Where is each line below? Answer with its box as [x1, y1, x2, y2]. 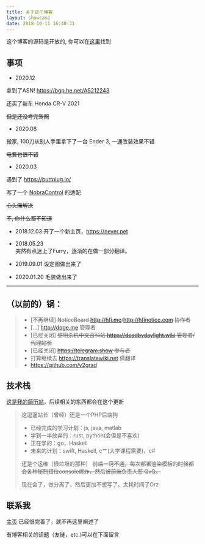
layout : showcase [6, 15, 51, 21]
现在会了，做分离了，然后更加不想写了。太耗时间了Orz [21, 480, 159, 488]
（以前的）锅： [6, 298, 63, 309]
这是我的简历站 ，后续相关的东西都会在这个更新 [6, 398, 124, 405]
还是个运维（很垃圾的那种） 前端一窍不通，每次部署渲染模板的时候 [21, 460, 189, 467]
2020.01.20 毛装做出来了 [15, 273, 77, 281]
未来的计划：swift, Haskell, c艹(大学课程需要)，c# [30, 447, 156, 454]
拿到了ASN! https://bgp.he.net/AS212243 [6, 87, 110, 94]
